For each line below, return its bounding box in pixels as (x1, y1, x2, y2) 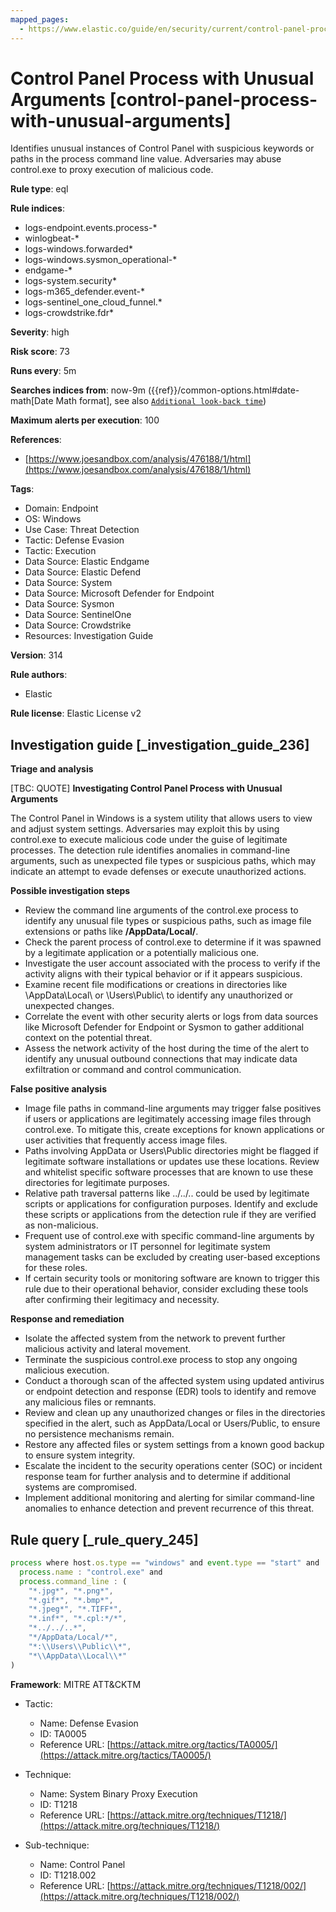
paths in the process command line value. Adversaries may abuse (10, 153, 282, 165)
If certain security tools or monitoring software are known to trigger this (24, 1272, 320, 1285)
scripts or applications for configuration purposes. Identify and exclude (24, 1198, 319, 1210)
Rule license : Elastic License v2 (10, 707, 142, 720)
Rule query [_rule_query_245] (10, 1531, 199, 1548)
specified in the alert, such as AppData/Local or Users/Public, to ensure (24, 1417, 321, 1430)
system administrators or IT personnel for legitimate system (24, 1241, 271, 1253)
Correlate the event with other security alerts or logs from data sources (24, 1011, 319, 1023)
